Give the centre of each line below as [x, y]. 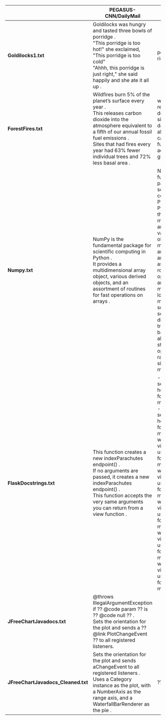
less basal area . [112, 163]
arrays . [102, 301]
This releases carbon [117, 113]
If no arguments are [116, 470]
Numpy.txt [20, 270]
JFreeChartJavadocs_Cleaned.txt [48, 682]
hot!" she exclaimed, [117, 49]
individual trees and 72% [122, 157]
